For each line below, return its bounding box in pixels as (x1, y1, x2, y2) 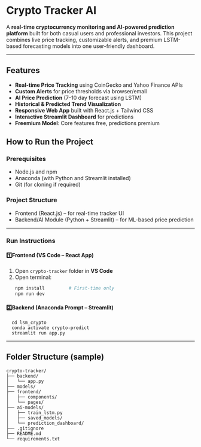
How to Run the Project (6, 137, 94, 147)
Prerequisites (6, 155, 46, 163)
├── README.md (6, 430, 42, 437)
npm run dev (14, 291, 45, 297)
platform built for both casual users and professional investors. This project (6, 29, 193, 37)
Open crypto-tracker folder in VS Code (14, 267, 113, 274)
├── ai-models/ (6, 405, 44, 410)
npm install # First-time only (14, 285, 115, 291)
